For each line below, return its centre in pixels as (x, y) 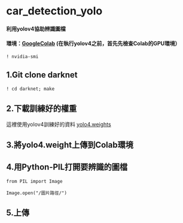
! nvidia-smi (22, 56)
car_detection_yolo (54, 11)
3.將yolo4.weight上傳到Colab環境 (70, 145)
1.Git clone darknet (42, 75)
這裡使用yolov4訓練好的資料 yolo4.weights (59, 124)
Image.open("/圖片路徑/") (37, 193)
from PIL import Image (34, 181)
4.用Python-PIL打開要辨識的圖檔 (67, 167)
